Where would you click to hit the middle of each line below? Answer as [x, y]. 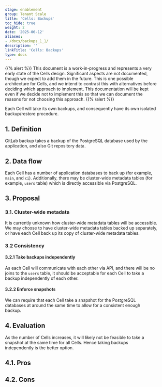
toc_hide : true [20, 23]
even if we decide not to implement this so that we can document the [74, 94]
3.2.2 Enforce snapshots [30, 290]
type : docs [16, 55]
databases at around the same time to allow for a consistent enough [73, 306]
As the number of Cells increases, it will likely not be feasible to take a [74, 337]
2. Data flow [23, 161]
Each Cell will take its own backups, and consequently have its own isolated [81, 109]
